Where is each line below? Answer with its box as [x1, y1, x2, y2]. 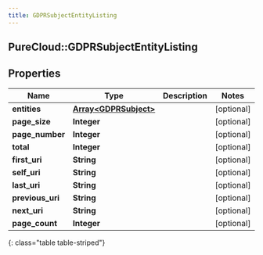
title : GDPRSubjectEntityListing [8, 11, 117, 20]
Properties [8, 67, 61, 81]
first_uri [12, 154, 42, 165]
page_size [12, 116, 51, 127]
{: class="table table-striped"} [8, 238, 106, 247]
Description [163, 90, 207, 101]
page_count [12, 217, 57, 228]
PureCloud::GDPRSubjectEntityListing [8, 41, 198, 54]
